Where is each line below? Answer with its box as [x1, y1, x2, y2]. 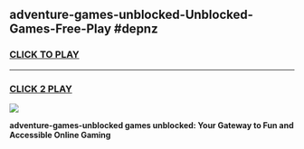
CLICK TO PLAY [9, 49, 80, 61]
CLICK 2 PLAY [9, 82, 72, 95]
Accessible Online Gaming [9, 129, 111, 140]
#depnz [113, 22, 158, 37]
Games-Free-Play [9, 22, 111, 37]
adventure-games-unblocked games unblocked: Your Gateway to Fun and [9, 119, 294, 130]
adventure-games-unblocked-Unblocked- [9, 7, 253, 23]
